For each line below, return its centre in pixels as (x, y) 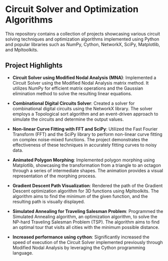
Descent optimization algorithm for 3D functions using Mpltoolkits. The (86, 191)
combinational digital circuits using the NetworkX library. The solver (82, 108)
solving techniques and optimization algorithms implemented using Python (82, 39)
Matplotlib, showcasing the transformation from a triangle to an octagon (87, 165)
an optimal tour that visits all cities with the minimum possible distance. (86, 227)
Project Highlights (34, 65)
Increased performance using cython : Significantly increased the (81, 237)
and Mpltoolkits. (22, 50)
